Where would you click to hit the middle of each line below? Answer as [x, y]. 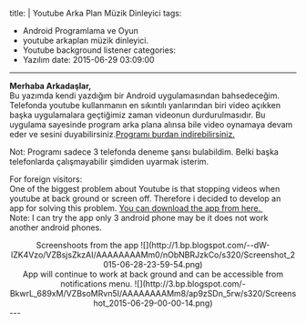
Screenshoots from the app [87, 245]
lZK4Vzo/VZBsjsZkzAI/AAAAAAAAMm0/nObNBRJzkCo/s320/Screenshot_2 [153, 255]
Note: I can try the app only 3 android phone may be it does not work [139, 218]
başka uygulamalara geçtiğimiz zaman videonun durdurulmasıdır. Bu [138, 115]
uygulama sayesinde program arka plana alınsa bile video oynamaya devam [151, 125]
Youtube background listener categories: [99, 50]
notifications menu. [97, 284]
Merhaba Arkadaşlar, [51, 86]
